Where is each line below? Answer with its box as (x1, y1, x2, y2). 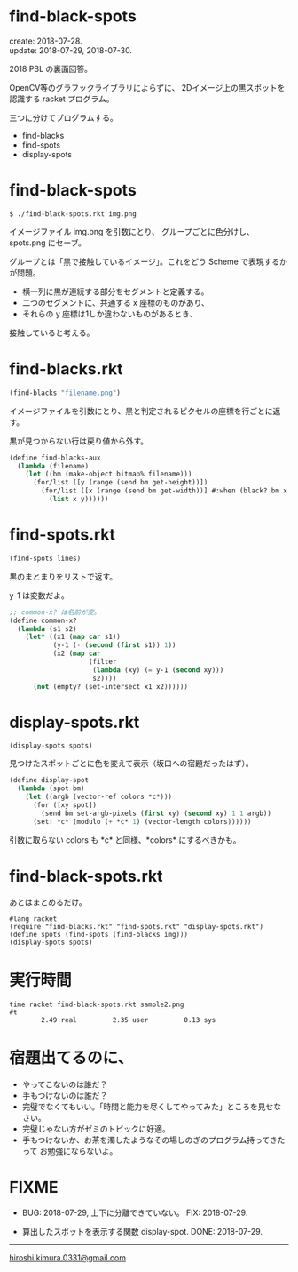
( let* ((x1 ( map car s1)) (25, 633, 122, 642)
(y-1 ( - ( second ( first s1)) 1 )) (52, 641, 176, 650)
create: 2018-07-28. (9, 36, 82, 46)
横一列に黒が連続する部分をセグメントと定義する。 (21, 286, 209, 297)
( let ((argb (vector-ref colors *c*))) (25, 793, 173, 802)
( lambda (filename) (17, 461, 90, 470)
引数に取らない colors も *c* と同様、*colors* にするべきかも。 (9, 834, 241, 845)
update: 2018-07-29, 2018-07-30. (9, 44, 133, 55)
